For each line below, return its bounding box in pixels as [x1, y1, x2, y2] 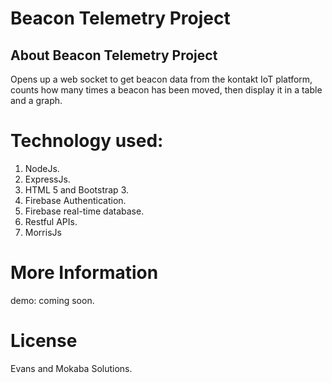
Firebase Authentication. [24, 194, 127, 206]
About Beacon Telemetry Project [10, 47, 218, 64]
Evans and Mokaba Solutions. [10, 362, 133, 374]
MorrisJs [24, 226, 62, 238]
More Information [10, 262, 159, 284]
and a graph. [10, 95, 63, 106]
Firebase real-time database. [24, 205, 145, 217]
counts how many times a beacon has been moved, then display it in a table [10, 84, 323, 96]
